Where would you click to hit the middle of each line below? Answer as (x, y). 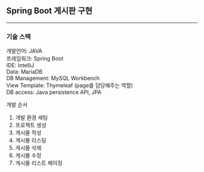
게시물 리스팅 (31, 141)
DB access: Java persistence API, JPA (54, 92)
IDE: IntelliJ (20, 65)
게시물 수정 (28, 156)
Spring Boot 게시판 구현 (49, 11)
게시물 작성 (28, 133)
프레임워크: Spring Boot (35, 59)
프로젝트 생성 (31, 125)
